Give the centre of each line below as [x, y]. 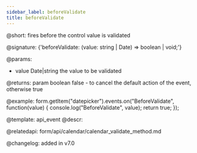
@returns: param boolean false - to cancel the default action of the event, [99, 83]
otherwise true [25, 89]
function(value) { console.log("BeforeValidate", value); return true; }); [93, 107]
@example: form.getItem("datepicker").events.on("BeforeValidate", [91, 101]
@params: [19, 59]
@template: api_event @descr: [45, 119]
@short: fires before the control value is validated [68, 35]
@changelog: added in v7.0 [41, 143]
